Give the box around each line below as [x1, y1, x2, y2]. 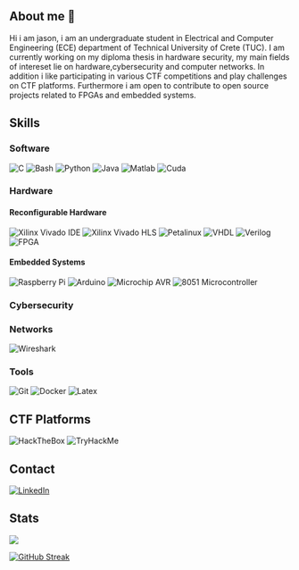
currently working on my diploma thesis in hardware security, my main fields [9, 51, 290, 63]
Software [9, 142, 51, 155]
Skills [9, 115, 40, 130]
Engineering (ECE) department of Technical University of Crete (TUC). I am [9, 42, 286, 53]
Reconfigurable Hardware [9, 207, 107, 218]
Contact [9, 461, 55, 476]
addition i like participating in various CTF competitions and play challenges [9, 71, 287, 81]
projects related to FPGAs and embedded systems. [9, 89, 196, 100]
